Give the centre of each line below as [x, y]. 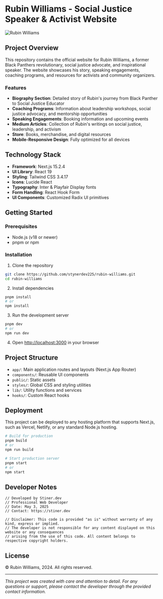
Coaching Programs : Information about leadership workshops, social [81, 109]
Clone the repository [33, 265]
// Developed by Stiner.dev [33, 499]
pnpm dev [14, 324]
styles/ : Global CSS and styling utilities [51, 385]
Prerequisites [21, 227]
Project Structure [32, 358]
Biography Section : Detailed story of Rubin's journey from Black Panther [85, 99]
